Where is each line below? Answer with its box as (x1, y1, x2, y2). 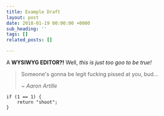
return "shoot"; (17, 99, 58, 105)
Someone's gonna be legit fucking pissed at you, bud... (20, 71, 159, 77)
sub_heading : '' (6, 25, 47, 32)
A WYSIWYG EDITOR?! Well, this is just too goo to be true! (6, 59, 152, 66)
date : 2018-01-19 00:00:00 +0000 (6, 20, 90, 26)
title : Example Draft (6, 8, 61, 15)
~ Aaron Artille (20, 82, 57, 89)
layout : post (6, 14, 39, 21)
